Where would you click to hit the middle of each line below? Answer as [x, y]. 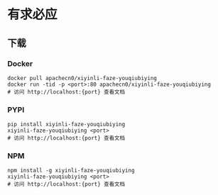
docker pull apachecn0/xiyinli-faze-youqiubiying [82, 78]
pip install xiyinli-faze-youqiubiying [66, 125]
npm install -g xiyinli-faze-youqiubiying [71, 171]
